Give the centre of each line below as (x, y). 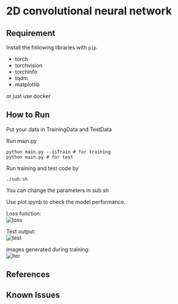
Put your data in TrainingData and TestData (59, 129)
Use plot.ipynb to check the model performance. (66, 202)
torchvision (29, 65)
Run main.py (22, 141)
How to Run (28, 115)
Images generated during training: (48, 249)
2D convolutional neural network (89, 11)
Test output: (21, 231)
